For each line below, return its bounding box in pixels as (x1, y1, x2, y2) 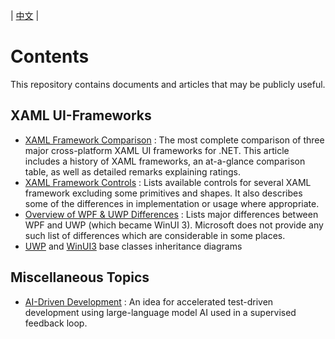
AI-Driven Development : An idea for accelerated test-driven (24, 295, 274, 308)
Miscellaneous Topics (10, 269, 150, 286)
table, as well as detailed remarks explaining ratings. (24, 165, 241, 178)
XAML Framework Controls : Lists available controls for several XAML (24, 176, 312, 188)
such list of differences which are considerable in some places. (24, 229, 286, 241)
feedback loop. (24, 317, 88, 329)
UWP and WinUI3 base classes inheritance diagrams (24, 240, 243, 252)
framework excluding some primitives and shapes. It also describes (24, 187, 303, 199)
